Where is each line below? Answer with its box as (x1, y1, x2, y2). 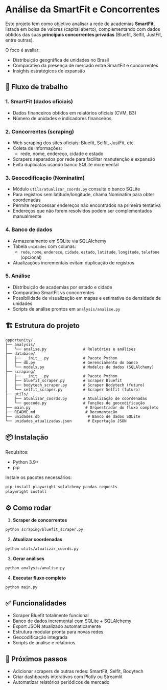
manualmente (12, 213, 42, 219)
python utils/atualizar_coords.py (5, 546, 79, 551)
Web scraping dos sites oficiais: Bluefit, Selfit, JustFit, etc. (12, 140, 135, 146)
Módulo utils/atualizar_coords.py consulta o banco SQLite (12, 186, 140, 192)
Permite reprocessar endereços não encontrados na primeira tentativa (12, 202, 161, 208)
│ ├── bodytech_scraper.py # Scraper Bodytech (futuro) (5, 382, 145, 388)
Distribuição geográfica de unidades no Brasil (12, 56, 109, 63)
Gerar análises (12, 555, 44, 562)
